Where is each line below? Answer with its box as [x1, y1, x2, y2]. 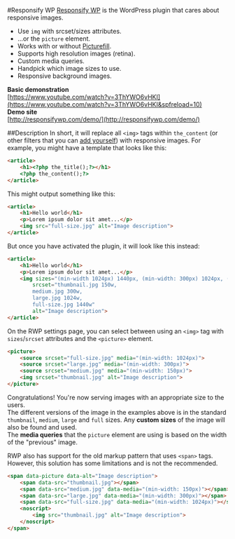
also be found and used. [7, 422, 77, 431]
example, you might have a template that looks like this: [7, 144, 166, 152]
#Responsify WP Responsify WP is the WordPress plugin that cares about [7, 6, 220, 14]
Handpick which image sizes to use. [17, 65, 122, 72]
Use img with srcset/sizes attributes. [17, 27, 122, 35]
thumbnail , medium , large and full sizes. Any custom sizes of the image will [7, 415, 225, 424]
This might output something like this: [7, 189, 115, 198]
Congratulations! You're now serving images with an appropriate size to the [7, 393, 225, 401]
